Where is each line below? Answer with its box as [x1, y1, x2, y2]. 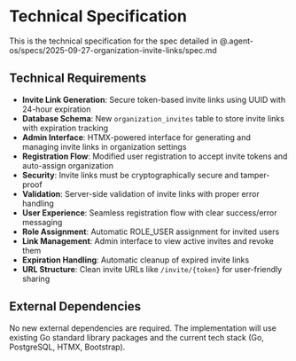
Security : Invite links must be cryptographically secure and [21, 169, 239, 180]
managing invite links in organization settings [21, 141, 187, 152]
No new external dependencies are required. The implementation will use [9, 322, 277, 334]
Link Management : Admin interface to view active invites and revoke [21, 235, 275, 246]
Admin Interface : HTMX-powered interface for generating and [21, 131, 251, 143]
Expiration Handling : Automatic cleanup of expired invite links [21, 255, 250, 265]
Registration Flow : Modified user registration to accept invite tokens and [21, 151, 288, 161]
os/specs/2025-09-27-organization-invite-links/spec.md [9, 44, 217, 55]
